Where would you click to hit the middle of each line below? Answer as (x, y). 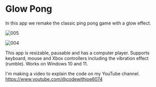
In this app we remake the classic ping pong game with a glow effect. (78, 23)
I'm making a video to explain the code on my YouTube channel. (73, 73)
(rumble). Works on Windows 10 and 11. (47, 63)
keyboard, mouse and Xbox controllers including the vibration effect (77, 58)
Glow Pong (29, 9)
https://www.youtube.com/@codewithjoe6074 (54, 79)
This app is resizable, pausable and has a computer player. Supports (77, 53)
